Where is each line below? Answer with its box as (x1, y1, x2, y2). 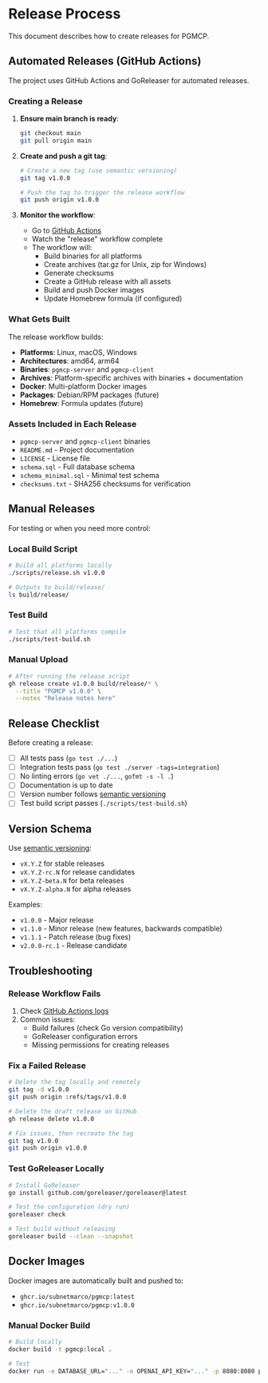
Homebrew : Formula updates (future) (19, 398, 144, 408)
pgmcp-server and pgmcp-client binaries (19, 436, 151, 446)
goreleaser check (8, 1210, 66, 1219)
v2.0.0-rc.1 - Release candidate (19, 941, 128, 951)
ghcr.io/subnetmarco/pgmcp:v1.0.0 (19, 1301, 135, 1309)
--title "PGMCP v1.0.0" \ (15, 687, 102, 695)
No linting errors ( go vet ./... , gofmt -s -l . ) (19, 771, 174, 781)
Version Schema (8, 822, 92, 835)
